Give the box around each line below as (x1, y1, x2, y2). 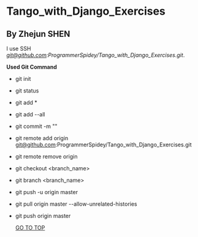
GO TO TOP (15, 224, 45, 231)
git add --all (15, 111, 45, 118)
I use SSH (6, 45, 31, 52)
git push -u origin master (15, 189, 78, 195)
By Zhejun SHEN (6, 29, 70, 39)
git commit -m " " (15, 122, 58, 130)
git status (15, 87, 39, 94)
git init (15, 75, 31, 82)
